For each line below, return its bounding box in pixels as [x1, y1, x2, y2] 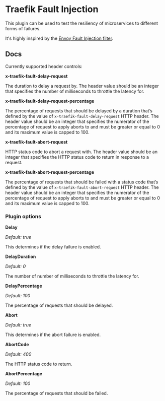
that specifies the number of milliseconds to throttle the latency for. [5, 88, 144, 94]
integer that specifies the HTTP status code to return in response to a [5, 154, 149, 160]
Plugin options [5, 213, 42, 220]
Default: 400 [5, 351, 32, 357]
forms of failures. [5, 25, 41, 31]
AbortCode [5, 342, 29, 348]
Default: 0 [5, 263, 26, 270]
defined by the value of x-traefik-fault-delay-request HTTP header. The [5, 113, 159, 119]
